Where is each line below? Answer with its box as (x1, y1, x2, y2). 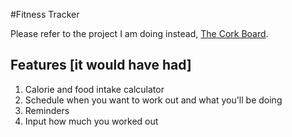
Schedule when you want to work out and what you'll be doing (24, 94, 283, 106)
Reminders (24, 104, 70, 116)
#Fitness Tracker (10, 9, 80, 20)
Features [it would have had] (10, 57, 192, 74)
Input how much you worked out (24, 115, 159, 127)
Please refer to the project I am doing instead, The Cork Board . (10, 28, 269, 39)
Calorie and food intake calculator (24, 83, 165, 95)
